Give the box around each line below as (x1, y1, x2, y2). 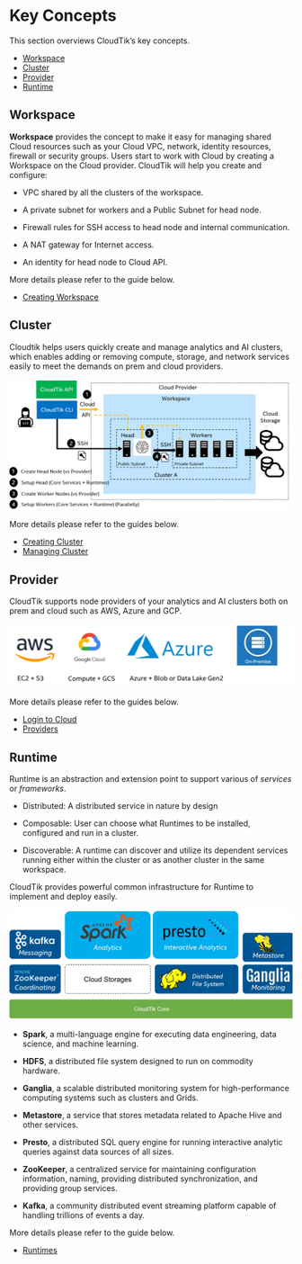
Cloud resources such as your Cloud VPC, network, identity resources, (9, 140, 271, 151)
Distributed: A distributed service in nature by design (22, 801, 218, 811)
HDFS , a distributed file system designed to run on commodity (22, 1055, 253, 1066)
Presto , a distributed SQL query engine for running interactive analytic (22, 1136, 283, 1147)
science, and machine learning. (22, 1038, 139, 1049)
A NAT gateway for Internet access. (22, 239, 155, 250)
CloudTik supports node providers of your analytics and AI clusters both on (9, 596, 289, 607)
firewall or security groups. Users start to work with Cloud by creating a (9, 150, 275, 161)
